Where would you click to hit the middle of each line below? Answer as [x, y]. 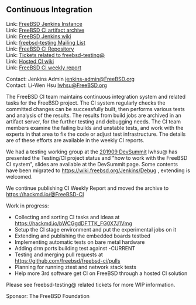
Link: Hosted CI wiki [30, 61]
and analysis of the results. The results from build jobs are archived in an [94, 115]
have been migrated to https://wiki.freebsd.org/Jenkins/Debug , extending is [98, 170]
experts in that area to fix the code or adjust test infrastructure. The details [96, 134]
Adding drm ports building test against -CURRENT [75, 248]
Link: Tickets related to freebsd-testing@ [56, 55]
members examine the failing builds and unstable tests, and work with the [95, 128]
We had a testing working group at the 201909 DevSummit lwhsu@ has [92, 152]
